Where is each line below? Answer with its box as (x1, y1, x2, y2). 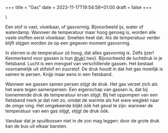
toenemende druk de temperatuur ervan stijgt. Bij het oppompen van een (5, 92, 158, 98)
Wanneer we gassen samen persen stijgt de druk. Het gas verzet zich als (5, 81, 158, 87)
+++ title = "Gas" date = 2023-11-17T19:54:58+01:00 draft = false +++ (5, 5, 152, 10)
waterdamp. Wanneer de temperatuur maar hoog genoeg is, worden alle (5, 29, 156, 35)
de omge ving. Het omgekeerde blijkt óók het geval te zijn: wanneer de (5, 103, 153, 108)
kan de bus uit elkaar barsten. (5, 123, 68, 129)
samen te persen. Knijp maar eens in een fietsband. (5, 71, 113, 77)
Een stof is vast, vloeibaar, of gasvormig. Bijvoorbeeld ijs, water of (5, 24, 144, 30)
